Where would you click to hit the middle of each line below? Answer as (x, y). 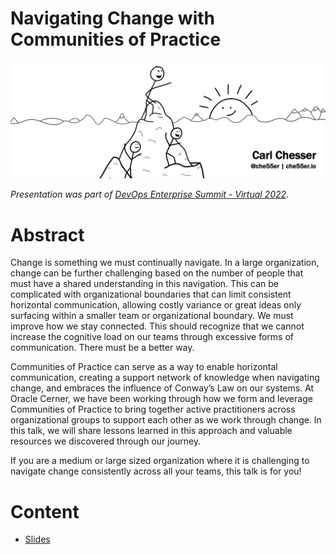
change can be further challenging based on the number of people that (157, 273)
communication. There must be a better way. (102, 348)
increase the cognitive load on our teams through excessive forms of (152, 337)
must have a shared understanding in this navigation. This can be (144, 284)
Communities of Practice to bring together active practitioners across (153, 409)
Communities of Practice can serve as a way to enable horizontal (144, 367)
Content (45, 511)
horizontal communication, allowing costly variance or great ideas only (156, 305)
